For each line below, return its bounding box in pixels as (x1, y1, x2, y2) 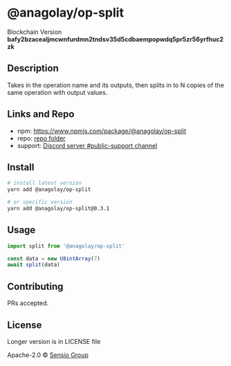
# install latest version (7, 180, 82, 187)
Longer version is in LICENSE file (7, 337, 101, 345)
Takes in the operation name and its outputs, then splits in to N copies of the (7, 81, 225, 89)
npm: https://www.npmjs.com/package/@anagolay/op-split (17, 127, 187, 135)
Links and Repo (7, 109, 75, 120)
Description (7, 62, 59, 74)
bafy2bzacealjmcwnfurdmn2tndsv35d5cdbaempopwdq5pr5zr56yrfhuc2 (7, 35, 224, 43)
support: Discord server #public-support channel (17, 141, 158, 149)
